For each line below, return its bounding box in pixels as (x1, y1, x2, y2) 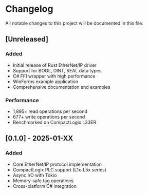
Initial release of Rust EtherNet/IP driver (12, 62, 97, 68)
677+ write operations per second (12, 113, 85, 120)
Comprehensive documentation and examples (12, 84, 110, 90)
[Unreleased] (5, 35, 49, 44)
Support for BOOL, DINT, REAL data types (12, 67, 102, 73)
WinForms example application (12, 78, 79, 85)
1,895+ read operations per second (12, 108, 87, 114)
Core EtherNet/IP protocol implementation (12, 161, 102, 167)
